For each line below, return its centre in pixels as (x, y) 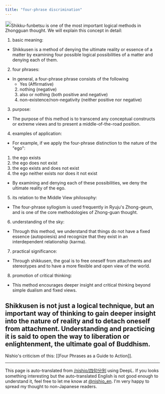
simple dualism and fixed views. (44, 290)
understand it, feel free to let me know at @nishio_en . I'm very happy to (77, 381)
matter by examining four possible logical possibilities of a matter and (82, 55)
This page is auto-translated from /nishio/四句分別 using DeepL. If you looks (82, 370)
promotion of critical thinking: (42, 276)
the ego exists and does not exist (46, 168)
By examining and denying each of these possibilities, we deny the (80, 183)
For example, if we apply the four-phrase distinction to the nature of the (84, 143)
